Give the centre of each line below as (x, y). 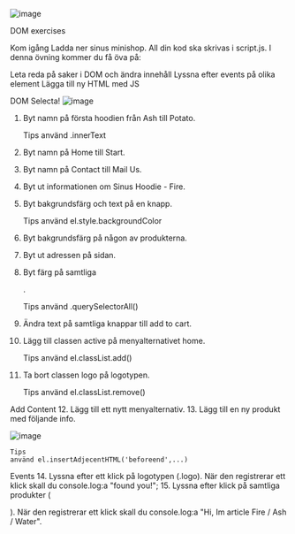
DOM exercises (38, 31)
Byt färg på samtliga (59, 272)
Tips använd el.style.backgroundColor (92, 221)
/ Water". (26, 521)
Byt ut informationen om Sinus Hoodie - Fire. (104, 187)
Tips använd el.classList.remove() (84, 392)
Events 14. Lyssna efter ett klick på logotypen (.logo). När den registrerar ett (148, 476)
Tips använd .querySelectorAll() (80, 306)
